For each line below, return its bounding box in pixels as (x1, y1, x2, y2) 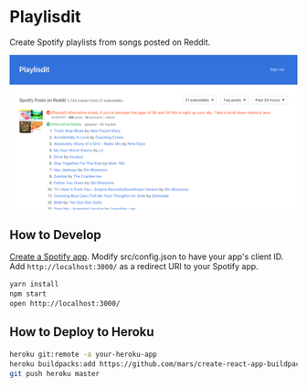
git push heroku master (9, 369, 101, 378)
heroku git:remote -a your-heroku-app (9, 350, 157, 359)
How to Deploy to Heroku (9, 324, 154, 340)
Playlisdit (9, 6, 81, 27)
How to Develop (9, 227, 102, 243)
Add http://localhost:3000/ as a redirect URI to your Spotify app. (9, 261, 259, 272)
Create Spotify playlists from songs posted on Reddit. (9, 37, 211, 47)
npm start (9, 289, 48, 298)
